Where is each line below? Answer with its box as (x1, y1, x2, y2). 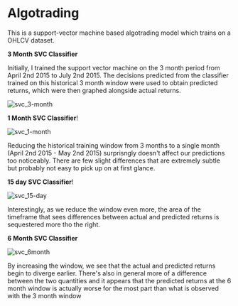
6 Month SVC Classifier (7, 234, 78, 242)
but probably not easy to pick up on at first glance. (7, 163, 156, 172)
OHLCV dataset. (7, 35, 55, 44)
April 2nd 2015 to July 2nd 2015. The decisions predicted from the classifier (7, 71, 229, 80)
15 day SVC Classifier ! (7, 177, 74, 186)
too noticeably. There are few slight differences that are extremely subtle (7, 156, 220, 165)
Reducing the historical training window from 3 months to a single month (7, 141, 220, 150)
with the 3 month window (7, 291, 82, 300)
